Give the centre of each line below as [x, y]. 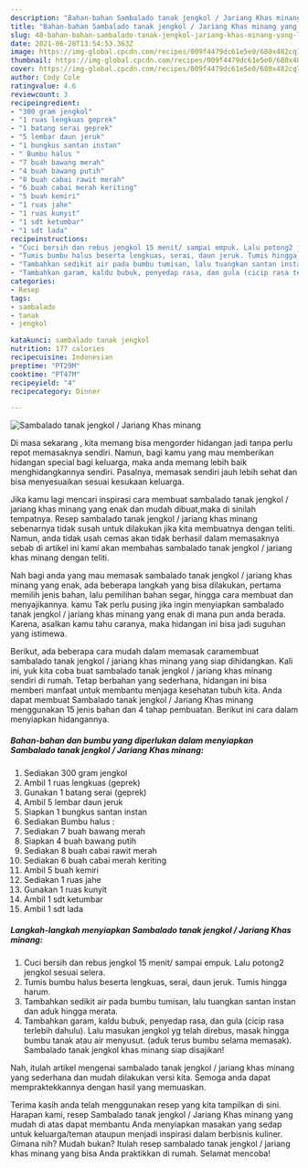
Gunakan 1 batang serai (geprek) [85, 792]
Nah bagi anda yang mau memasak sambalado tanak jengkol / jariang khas [151, 576]
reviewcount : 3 [39, 94]
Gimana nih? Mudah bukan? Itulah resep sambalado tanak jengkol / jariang [150, 1144]
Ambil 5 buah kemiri [61, 870]
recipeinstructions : [50, 239]
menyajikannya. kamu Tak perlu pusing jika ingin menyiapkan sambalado [147, 605]
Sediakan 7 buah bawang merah [84, 832]
